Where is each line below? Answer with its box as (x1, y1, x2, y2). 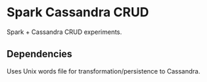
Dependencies (6, 48, 72, 60)
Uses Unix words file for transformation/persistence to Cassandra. (6, 66, 201, 75)
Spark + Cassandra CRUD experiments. (6, 28, 122, 36)
